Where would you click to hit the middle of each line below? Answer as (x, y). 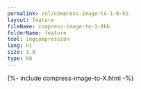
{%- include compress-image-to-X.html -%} (70, 78)
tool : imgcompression (39, 39)
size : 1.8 (22, 52)
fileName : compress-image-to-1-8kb (59, 26)
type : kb (20, 59)
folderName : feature (37, 33)
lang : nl (20, 46)
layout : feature (31, 20)
